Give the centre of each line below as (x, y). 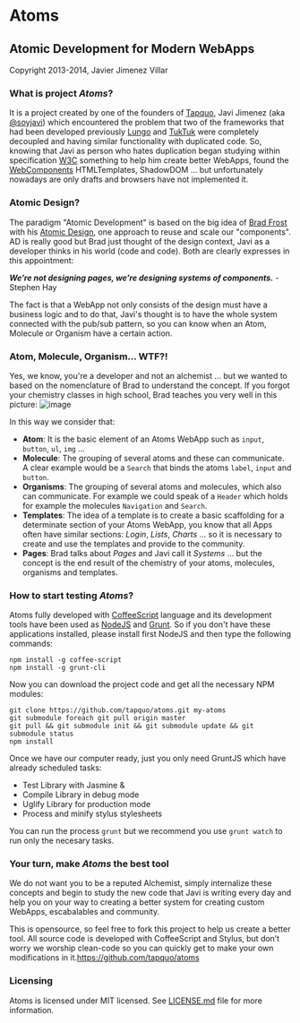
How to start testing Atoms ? (72, 595)
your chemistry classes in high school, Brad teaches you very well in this (143, 394)
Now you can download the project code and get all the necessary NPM (142, 684)
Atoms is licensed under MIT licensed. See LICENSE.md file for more (136, 1001)
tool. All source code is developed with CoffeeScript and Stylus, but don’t (145, 939)
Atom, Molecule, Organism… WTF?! (89, 357)
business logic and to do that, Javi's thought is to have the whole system (143, 314)
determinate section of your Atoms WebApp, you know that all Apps (147, 524)
